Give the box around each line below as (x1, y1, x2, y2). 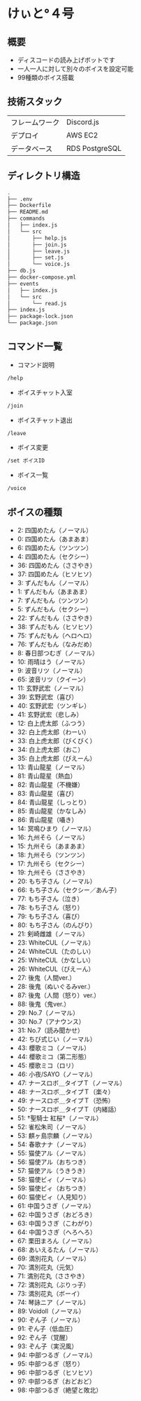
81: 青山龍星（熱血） (17, 772, 77, 780)
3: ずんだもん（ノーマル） (17, 579, 93, 587)
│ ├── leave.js (7, 248, 70, 255)
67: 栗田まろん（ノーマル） (17, 1237, 96, 1245)
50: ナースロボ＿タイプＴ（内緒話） (17, 1105, 121, 1113)
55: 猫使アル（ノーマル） (17, 1149, 90, 1157)
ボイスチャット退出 (17, 416, 73, 424)
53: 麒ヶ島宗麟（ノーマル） (17, 1131, 96, 1140)
